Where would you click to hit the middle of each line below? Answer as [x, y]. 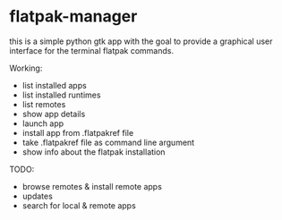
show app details [54, 114]
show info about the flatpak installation [94, 152]
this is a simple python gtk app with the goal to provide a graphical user [141, 41]
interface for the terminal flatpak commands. [92, 50]
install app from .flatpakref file [78, 132]
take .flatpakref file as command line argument [108, 142]
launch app [43, 123]
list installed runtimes [61, 95]
